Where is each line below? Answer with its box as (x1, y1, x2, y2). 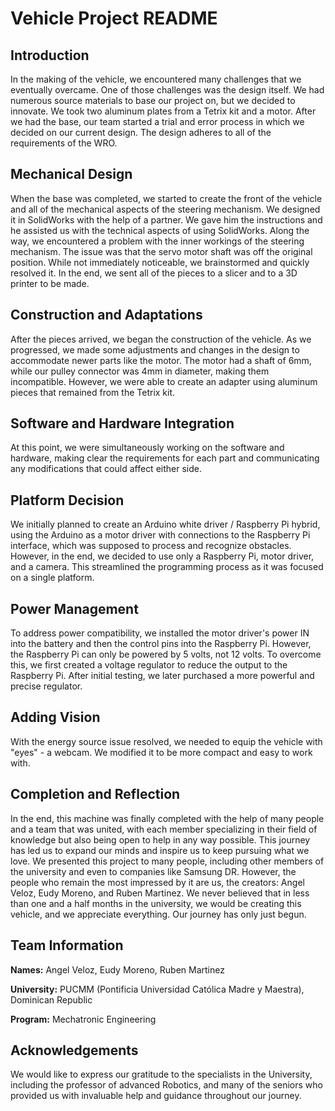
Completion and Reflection (10, 786, 181, 803)
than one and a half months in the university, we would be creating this (10, 897, 302, 909)
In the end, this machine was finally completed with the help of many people (10, 812, 325, 824)
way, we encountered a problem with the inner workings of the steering (10, 235, 305, 247)
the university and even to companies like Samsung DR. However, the (10, 865, 297, 877)
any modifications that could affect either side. (10, 463, 202, 475)
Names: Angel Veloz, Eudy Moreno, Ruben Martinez (10, 963, 225, 976)
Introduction (10, 47, 90, 64)
